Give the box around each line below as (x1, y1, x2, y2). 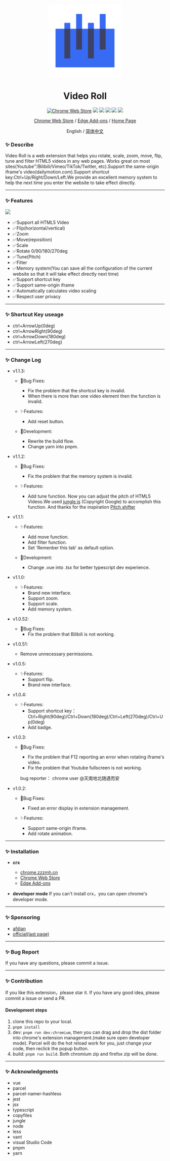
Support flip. (27, 676, 54, 683)
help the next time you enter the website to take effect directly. (5, 180, 136, 186)
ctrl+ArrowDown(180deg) (12, 333, 66, 339)
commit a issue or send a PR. (5, 995, 66, 1001)
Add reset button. (27, 419, 64, 425)
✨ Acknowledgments (5, 1068, 58, 1075)
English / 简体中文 (66, 128, 104, 134)
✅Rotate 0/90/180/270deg (12, 248, 68, 254)
